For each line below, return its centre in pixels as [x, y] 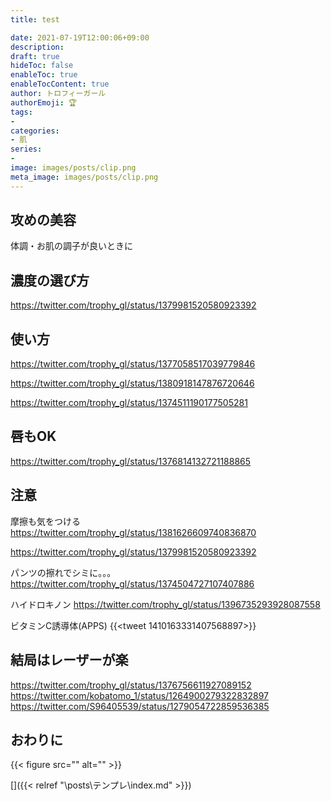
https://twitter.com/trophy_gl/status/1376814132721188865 [131, 461]
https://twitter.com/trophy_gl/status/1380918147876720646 [132, 383]
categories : [35, 131]
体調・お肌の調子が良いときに [71, 246]
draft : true [35, 56]
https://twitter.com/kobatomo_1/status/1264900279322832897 [139, 695]
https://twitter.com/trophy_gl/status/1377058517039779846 [133, 364]
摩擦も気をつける [45, 521]
